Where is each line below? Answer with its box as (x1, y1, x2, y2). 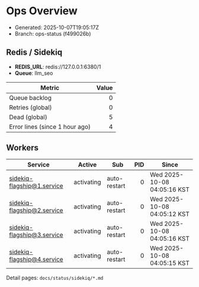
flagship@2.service (9, 206, 63, 215)
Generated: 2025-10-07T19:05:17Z (14, 24, 99, 31)
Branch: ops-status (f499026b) (14, 30, 91, 37)
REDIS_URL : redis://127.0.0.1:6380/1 (14, 63, 101, 70)
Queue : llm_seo (14, 70, 53, 77)
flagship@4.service (9, 255, 63, 263)
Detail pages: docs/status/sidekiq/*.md (6, 274, 104, 281)
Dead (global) (9, 113, 47, 121)
